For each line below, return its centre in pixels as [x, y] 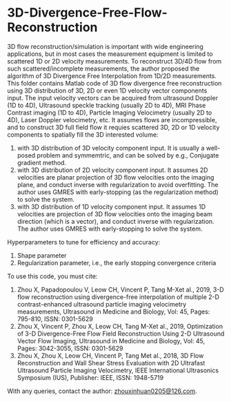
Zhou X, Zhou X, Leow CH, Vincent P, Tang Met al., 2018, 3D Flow [110, 355]
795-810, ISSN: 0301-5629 [55, 318]
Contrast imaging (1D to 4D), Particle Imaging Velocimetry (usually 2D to [110, 113]
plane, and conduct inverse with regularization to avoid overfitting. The [118, 184]
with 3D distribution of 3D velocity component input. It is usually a [111, 148]
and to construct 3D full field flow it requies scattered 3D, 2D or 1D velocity [113, 127]
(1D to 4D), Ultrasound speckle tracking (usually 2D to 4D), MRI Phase [107, 105]
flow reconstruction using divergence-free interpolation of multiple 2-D [118, 297]
